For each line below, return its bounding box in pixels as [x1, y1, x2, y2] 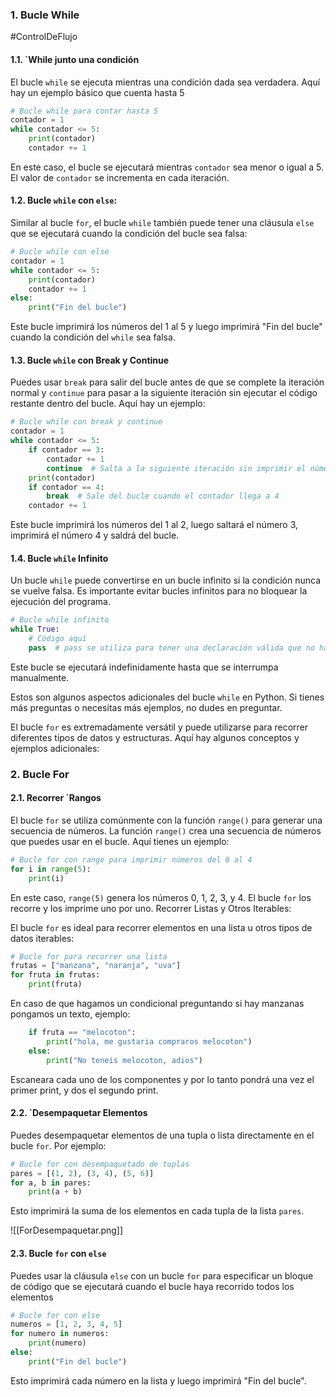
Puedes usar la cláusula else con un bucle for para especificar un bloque [10, 1269, 314, 1282]
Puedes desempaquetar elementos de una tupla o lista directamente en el [10, 1129, 315, 1141]
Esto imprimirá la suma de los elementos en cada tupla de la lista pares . [10, 1205, 305, 1217]
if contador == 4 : [28, 482, 105, 492]
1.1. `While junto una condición [10, 53, 140, 65]
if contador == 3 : [28, 445, 105, 455]
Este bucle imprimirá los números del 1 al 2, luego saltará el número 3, [10, 519, 299, 531]
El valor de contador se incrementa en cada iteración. [10, 171, 230, 183]
